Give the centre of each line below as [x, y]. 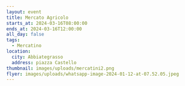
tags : [13, 40]
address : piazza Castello [44, 62]
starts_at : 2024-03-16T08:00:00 [47, 23]
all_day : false [25, 35]
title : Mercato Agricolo [37, 18]
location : [19, 51]
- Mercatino [27, 46]
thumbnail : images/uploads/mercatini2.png [60, 68]
